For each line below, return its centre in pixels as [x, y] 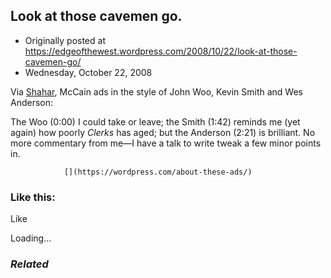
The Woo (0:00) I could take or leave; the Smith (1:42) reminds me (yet [155, 121]
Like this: [33, 197]
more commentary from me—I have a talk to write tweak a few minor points [166, 143]
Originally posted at [65, 40]
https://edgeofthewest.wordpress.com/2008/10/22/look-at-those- [161, 51]
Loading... [31, 238]
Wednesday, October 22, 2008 [88, 72]
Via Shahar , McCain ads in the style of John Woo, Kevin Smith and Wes [156, 91]
